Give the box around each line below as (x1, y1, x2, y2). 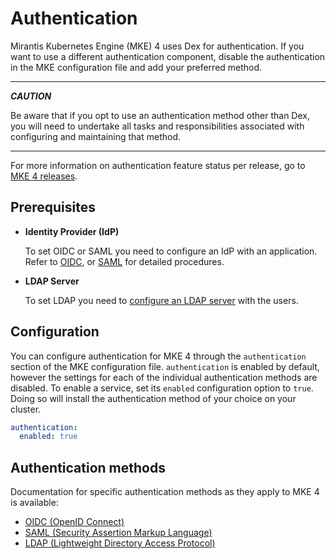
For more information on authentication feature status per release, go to (10, 159, 306, 171)
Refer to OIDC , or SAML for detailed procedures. (24, 255, 225, 267)
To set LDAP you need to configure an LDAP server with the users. (24, 294, 299, 306)
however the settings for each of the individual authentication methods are (10, 371, 318, 383)
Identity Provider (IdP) (24, 225, 120, 237)
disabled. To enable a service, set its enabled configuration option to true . (10, 382, 314, 394)
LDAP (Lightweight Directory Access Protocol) (24, 537, 216, 549)
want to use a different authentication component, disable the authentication (10, 50, 326, 62)
